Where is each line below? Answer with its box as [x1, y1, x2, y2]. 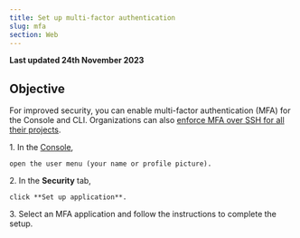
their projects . [9, 124, 61, 136]
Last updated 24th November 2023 [9, 55, 145, 66]
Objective [9, 81, 66, 96]
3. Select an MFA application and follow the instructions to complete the [9, 209, 277, 220]
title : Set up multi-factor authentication [9, 13, 176, 23]
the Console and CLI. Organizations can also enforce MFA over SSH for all [9, 115, 285, 126]
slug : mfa [9, 22, 47, 31]
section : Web [9, 30, 59, 39]
